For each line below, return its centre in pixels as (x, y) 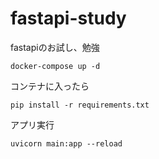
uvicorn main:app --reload (66, 143)
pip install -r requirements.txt (80, 105)
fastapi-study (68, 18)
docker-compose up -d (55, 66)
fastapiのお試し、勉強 (55, 47)
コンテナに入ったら (50, 86)
